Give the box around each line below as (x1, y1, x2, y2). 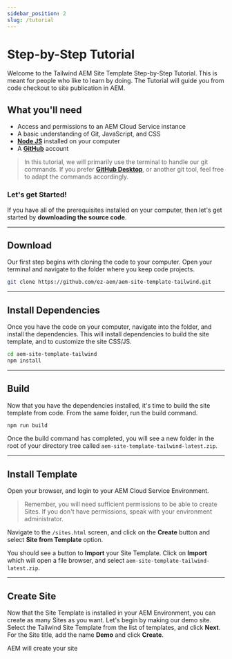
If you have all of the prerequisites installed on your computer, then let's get (7, 206, 222, 214)
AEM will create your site (7, 644, 78, 653)
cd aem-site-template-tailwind (7, 351, 97, 358)
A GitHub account (17, 145, 69, 153)
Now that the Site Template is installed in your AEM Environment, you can (7, 608, 216, 617)
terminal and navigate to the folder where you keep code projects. (7, 265, 195, 273)
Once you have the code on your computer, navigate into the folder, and (7, 323, 212, 331)
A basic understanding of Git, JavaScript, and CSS (17, 129, 161, 138)
